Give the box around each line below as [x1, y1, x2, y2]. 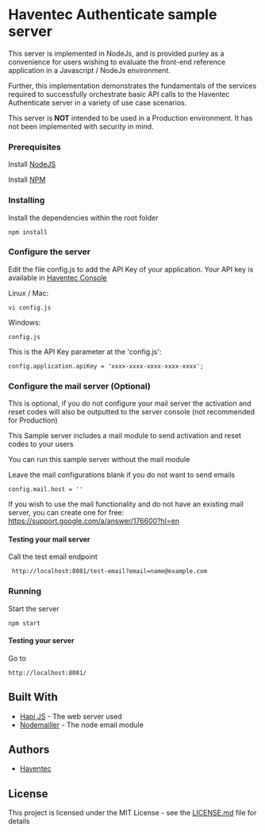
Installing [8, 195, 45, 206]
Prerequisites [8, 141, 61, 152]
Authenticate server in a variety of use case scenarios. [8, 98, 187, 107]
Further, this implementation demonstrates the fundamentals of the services [8, 81, 257, 91]
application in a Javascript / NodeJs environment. [8, 65, 171, 75]
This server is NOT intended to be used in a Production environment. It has [8, 113, 253, 122]
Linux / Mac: [8, 288, 49, 298]
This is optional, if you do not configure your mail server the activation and [8, 399, 252, 408]
